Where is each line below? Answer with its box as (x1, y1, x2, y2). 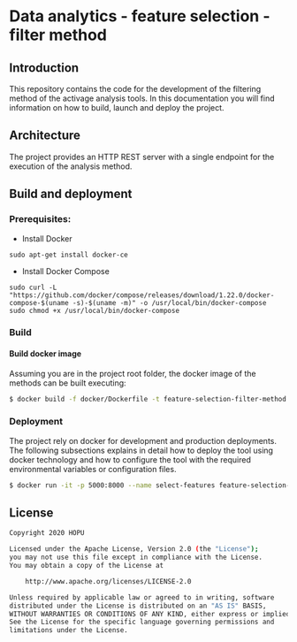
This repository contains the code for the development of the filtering (9, 84, 262, 94)
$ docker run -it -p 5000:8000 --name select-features (9, 480, 216, 490)
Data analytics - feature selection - (9, 6, 271, 27)
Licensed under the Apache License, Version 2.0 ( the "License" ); (9, 545, 259, 554)
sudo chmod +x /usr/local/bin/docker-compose (9, 306, 179, 315)
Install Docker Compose (21, 265, 110, 276)
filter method (9, 25, 108, 45)
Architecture (9, 128, 81, 143)
